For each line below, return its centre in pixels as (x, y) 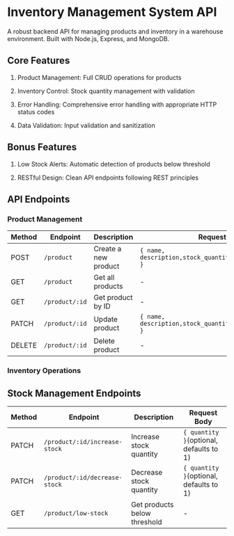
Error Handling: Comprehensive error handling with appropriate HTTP (117, 104)
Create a (108, 249)
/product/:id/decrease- (84, 477)
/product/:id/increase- (84, 442)
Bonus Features (42, 147)
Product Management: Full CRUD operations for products (99, 77)
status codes (36, 111)
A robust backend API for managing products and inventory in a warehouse (115, 31)
